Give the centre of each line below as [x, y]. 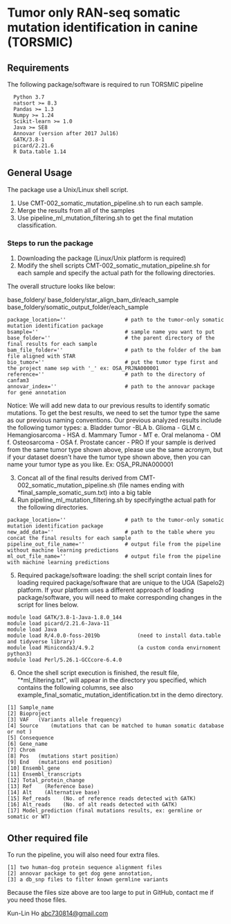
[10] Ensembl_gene [34, 768]
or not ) [20, 732]
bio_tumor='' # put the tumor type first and [112, 363]
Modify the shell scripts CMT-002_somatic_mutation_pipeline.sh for [113, 265]
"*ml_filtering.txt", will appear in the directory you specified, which [112, 680]
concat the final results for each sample [69, 539]
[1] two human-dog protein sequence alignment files [85, 867]
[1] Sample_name [30, 708]
